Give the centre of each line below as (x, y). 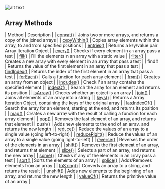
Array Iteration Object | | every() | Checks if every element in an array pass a (83, 50)
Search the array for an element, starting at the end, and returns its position (82, 108)
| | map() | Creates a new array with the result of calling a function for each (81, 113)
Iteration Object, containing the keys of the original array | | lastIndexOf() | (80, 103)
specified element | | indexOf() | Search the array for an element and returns (82, 87)
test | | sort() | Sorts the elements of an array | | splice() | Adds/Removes (79, 160)
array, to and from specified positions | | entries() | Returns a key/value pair (81, 45)
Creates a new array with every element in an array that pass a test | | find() (82, 61)
